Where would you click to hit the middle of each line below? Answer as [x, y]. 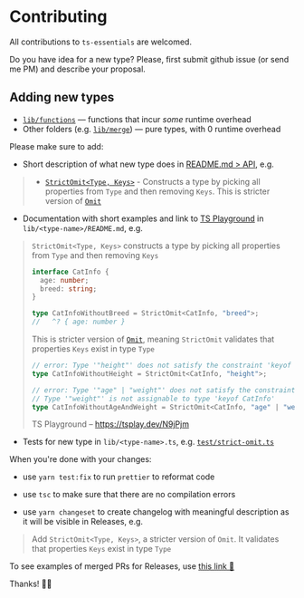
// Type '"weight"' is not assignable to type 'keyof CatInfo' [153, 399]
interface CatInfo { [70, 272]
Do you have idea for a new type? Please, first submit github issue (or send [149, 59]
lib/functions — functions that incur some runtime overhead [137, 119]
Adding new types [62, 97]
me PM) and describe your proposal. [78, 69]
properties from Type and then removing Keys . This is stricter [157, 191]
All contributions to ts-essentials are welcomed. [101, 42]
